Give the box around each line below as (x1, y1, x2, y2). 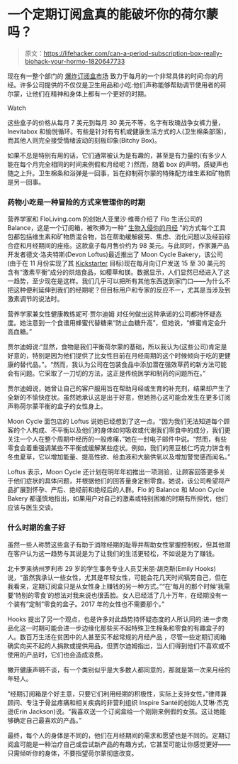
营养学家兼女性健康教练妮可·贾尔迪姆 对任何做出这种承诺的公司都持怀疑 (7, 310, 216, 318)
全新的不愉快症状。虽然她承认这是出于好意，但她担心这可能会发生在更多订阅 (7, 393, 231, 402)
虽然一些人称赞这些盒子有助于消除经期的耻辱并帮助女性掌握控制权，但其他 (7, 540, 225, 549)
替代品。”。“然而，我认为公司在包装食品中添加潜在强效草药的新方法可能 (19, 360, 227, 369)
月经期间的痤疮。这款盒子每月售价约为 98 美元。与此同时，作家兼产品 (25, 241, 230, 250)
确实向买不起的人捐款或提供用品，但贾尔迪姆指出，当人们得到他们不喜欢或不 (7, 641, 231, 650)
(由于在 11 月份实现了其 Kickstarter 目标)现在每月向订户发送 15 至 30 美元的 (7, 259, 226, 268)
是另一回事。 (7, 178, 45, 186)
